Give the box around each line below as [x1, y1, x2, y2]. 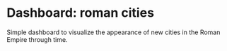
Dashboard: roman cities [6, 5, 155, 21]
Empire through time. [6, 35, 68, 43]
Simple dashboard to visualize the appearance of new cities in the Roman [6, 28, 221, 36]
